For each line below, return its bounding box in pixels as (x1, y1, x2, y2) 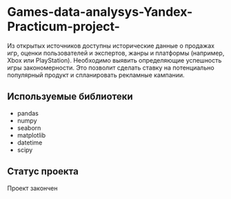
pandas (17, 109, 39, 117)
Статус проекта (7, 166, 79, 178)
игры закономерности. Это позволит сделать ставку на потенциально (7, 63, 215, 72)
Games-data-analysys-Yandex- (7, 4, 193, 20)
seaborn (17, 123, 41, 132)
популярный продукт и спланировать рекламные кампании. (7, 70, 185, 79)
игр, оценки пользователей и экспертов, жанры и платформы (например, (7, 49, 225, 57)
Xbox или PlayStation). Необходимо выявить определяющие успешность (7, 56, 222, 64)
